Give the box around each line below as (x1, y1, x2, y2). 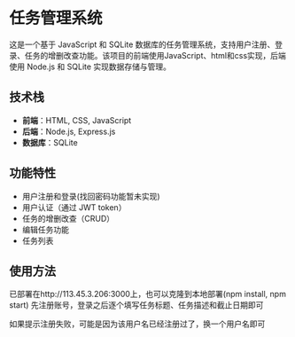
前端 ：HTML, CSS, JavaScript (21, 114, 132, 125)
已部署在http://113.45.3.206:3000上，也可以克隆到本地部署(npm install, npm (9, 289, 286, 300)
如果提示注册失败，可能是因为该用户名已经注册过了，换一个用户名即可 (9, 318, 266, 329)
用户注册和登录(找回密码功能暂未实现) (21, 191, 161, 201)
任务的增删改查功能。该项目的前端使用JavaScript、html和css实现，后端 (24, 50, 286, 60)
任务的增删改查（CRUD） (21, 213, 115, 223)
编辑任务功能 (21, 223, 69, 235)
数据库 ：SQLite (21, 137, 78, 147)
